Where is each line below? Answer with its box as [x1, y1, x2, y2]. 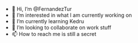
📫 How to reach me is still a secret [11, 31, 97, 37]
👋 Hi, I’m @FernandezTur [11, 6, 72, 12]
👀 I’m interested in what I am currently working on [11, 12, 132, 19]
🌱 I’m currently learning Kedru [11, 18, 84, 24]
